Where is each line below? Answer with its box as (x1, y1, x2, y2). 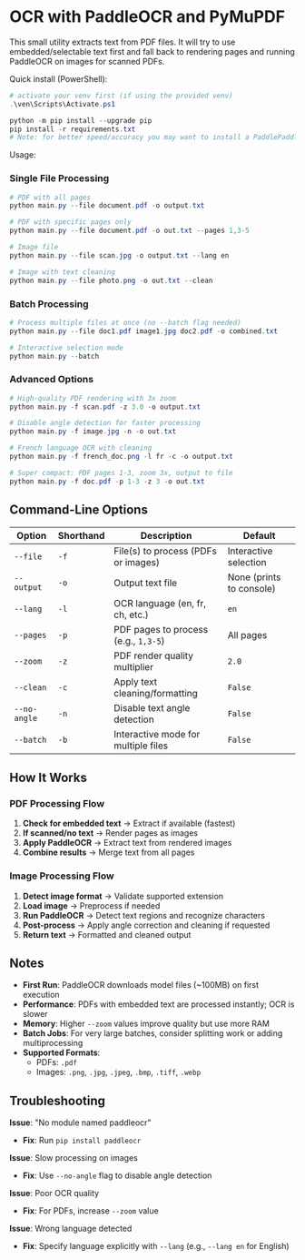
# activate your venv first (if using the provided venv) (9, 91, 233, 100)
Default (242, 529, 276, 542)
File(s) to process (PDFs (113, 544, 218, 557)
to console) (227, 582, 277, 594)
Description (140, 529, 192, 542)
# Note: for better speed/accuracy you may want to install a (9, 133, 250, 142)
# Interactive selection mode (9, 343, 124, 352)
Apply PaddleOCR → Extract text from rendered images (22, 838, 232, 848)
